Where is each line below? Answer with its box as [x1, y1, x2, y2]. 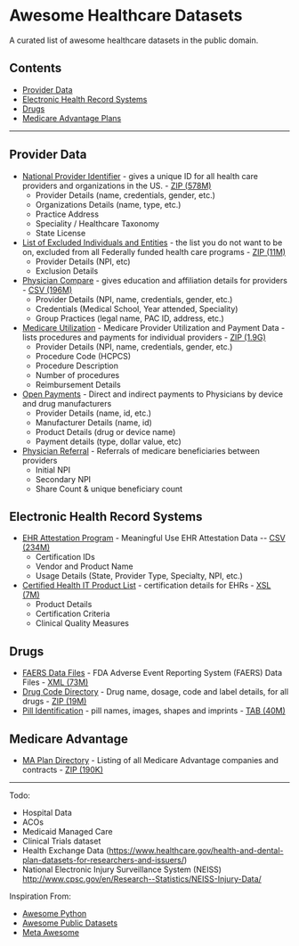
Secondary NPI [35, 473, 92, 484]
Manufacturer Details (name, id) [35, 416, 153, 428]
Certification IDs [35, 552, 95, 563]
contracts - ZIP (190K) [21, 764, 104, 775]
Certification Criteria [35, 608, 110, 620]
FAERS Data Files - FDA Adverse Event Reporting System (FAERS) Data [21, 668, 283, 679]
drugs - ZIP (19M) [21, 696, 87, 707]
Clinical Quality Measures [35, 618, 129, 629]
